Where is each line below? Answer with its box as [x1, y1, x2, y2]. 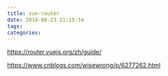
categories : [7, 29, 41, 36]
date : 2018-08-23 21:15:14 [7, 16, 84, 23]
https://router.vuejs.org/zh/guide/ [7, 48, 101, 56]
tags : [7, 23, 23, 29]
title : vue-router [7, 10, 60, 17]
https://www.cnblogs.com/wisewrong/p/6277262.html [7, 61, 161, 69]
